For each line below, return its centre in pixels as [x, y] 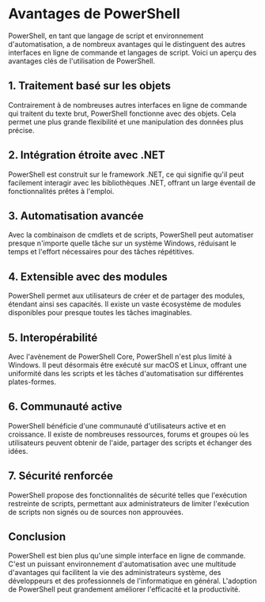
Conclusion [37, 537]
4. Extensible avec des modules [88, 277]
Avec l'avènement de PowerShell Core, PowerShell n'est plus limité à [120, 356]
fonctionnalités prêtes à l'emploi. [61, 191]
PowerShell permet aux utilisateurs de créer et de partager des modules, [127, 296]
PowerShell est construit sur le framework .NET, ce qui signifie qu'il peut [126, 174]
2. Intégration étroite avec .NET [87, 155]
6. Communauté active [65, 407]
